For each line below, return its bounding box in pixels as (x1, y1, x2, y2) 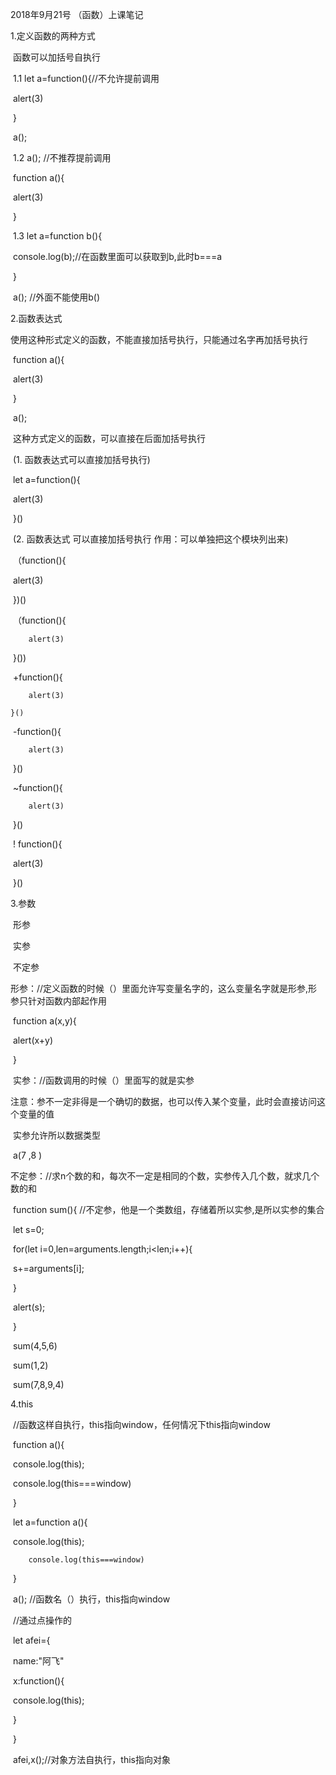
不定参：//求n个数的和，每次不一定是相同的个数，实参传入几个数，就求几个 (10, 1170, 320, 1182)
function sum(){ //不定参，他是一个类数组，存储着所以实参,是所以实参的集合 (12, 1204, 325, 1215)
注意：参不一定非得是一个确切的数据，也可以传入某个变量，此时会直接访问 (10, 1096, 317, 1107)
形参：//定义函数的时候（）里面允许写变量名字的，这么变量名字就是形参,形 (10, 983, 318, 994)
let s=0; (12, 1224, 45, 1235)
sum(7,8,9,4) (12, 1379, 65, 1390)
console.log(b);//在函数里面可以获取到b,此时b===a (12, 251, 223, 262)
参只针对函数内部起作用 (10, 995, 107, 1007)
